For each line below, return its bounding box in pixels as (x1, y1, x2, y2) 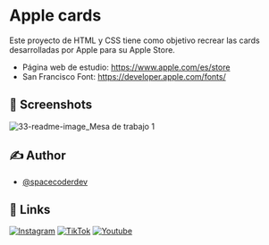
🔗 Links (9, 202, 51, 217)
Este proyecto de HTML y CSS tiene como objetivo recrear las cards (9, 35, 261, 46)
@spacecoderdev (21, 176, 88, 187)
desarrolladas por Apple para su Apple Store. (9, 44, 176, 55)
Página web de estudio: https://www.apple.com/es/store (21, 62, 231, 72)
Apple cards (9, 5, 102, 26)
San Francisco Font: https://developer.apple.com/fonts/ (21, 71, 226, 81)
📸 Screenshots (9, 97, 93, 113)
